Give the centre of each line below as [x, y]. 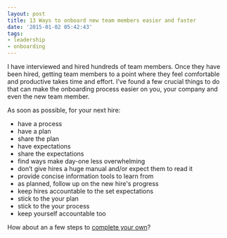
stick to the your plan [48, 199]
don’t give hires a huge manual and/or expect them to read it [105, 169]
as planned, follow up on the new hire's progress [88, 183]
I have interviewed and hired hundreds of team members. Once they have [114, 67]
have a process [40, 124]
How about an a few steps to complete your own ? [79, 227]
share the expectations [51, 154]
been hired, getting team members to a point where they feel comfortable [113, 74]
